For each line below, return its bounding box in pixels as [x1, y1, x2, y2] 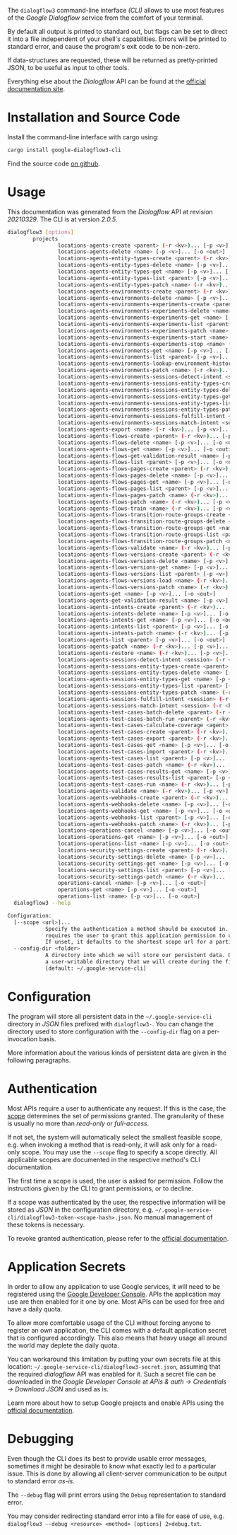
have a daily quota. [7, 1304, 63, 1313]
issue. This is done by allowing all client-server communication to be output [7, 1469, 227, 1478]
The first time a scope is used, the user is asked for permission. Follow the [7, 1176, 224, 1185]
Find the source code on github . [7, 159, 101, 168]
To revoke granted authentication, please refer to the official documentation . [7, 1234, 229, 1242]
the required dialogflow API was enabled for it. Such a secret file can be [7, 1369, 217, 1378]
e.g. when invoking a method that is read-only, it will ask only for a [7, 1140, 200, 1149]
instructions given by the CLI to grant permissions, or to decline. [7, 1184, 194, 1193]
